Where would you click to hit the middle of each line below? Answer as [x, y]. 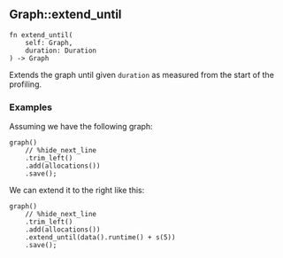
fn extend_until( [41, 35]
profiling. [26, 84]
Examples [31, 107]
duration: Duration [61, 51]
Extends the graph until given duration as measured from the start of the [141, 74]
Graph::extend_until [65, 15]
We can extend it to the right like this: [77, 191]
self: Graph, [49, 43]
